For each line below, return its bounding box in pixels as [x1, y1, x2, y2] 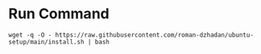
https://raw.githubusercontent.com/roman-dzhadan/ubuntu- [55, 31, 254, 39]
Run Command [8, 5, 110, 23]
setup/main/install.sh [8, 37, 85, 46]
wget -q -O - [8, 31, 52, 39]
